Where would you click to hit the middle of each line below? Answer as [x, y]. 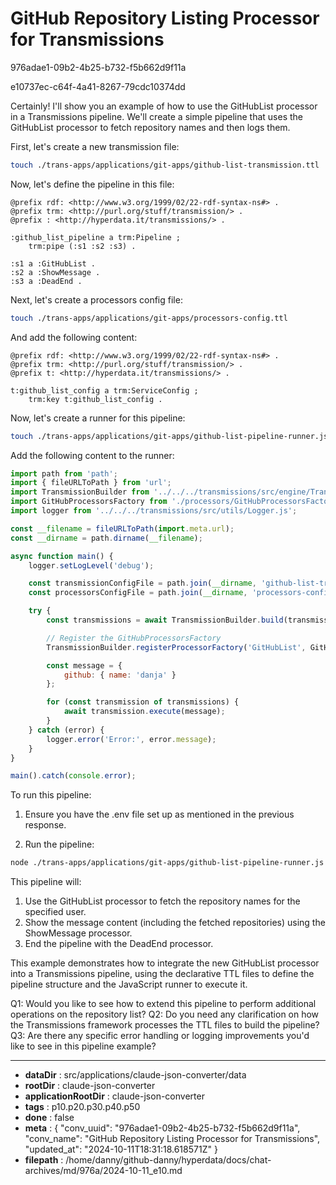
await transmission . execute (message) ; [144, 712]
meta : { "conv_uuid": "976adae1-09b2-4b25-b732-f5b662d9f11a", [162, 1128]
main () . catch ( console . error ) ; [73, 776]
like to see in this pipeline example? [83, 1046]
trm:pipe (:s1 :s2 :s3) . [82, 246]
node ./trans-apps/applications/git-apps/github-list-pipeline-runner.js [167, 863]
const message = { [84, 665]
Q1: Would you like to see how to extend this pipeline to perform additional [163, 1004]
